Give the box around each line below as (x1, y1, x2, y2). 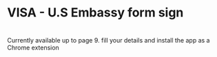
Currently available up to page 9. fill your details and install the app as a (7, 36, 210, 45)
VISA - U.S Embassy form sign (7, 5, 184, 21)
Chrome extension (7, 43, 60, 52)
